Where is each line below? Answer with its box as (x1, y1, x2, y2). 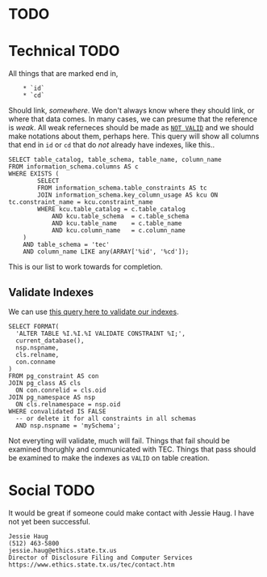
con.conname (15, 358, 56, 366)
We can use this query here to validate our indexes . (8, 307, 179, 316)
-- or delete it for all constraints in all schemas (15, 414, 197, 422)
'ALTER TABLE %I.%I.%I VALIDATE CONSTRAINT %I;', (15, 329, 186, 337)
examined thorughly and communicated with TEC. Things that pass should (8, 444, 257, 454)
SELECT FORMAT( (8, 322, 60, 330)
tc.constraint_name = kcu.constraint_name (8, 198, 153, 206)
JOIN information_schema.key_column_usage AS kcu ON (37, 191, 219, 199)
